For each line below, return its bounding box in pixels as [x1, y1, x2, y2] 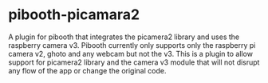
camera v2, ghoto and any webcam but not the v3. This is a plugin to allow [8, 49, 254, 58]
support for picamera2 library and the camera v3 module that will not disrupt [8, 57, 260, 67]
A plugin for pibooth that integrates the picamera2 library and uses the [8, 32, 240, 41]
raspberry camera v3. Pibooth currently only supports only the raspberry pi [8, 40, 256, 49]
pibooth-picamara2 [8, 6, 140, 24]
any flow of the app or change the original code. [8, 65, 167, 75]
